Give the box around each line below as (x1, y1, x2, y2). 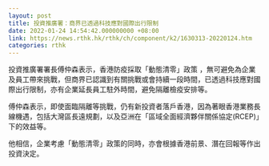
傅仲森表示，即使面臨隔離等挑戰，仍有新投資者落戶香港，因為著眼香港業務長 (8, 102, 261, 111)
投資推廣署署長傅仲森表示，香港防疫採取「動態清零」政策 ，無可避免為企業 (8, 65, 256, 75)
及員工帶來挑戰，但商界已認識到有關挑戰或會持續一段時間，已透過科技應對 (8, 75, 254, 84)
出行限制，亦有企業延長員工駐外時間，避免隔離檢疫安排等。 (14, 85, 212, 95)
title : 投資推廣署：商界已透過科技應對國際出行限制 (8, 19, 159, 27)
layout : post (8, 11, 52, 20)
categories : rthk (8, 42, 66, 50)
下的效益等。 (8, 122, 50, 132)
